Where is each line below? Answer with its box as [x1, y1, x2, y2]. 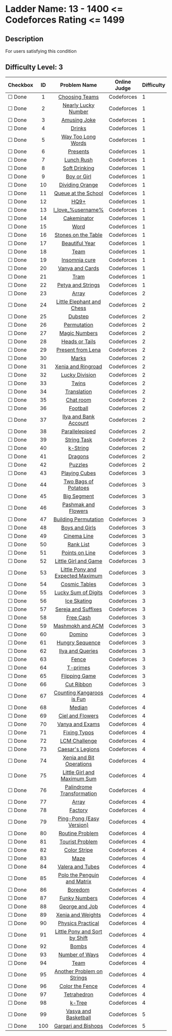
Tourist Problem [59, 838, 98, 845]
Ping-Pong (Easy [58, 815, 100, 822]
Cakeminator [63, 214, 94, 221]
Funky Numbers [59, 894, 98, 901]
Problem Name [60, 81, 97, 88]
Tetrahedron [63, 991, 94, 998]
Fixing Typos [63, 729, 94, 736]
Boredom [67, 886, 90, 893]
